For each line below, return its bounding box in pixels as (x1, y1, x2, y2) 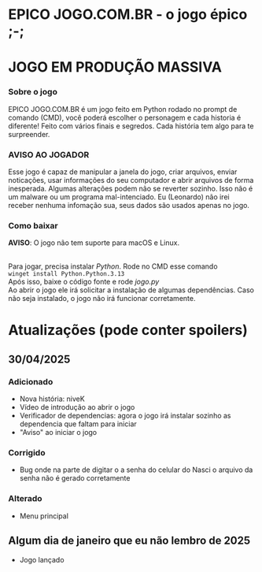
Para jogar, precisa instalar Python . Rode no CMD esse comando (8, 262, 218, 271)
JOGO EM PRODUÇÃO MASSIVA (8, 58, 223, 76)
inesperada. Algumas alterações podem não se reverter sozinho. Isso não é (8, 184, 253, 193)
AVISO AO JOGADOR (8, 149, 90, 160)
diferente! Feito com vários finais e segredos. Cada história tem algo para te (8, 121, 254, 131)
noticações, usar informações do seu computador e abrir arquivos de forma (8, 175, 254, 184)
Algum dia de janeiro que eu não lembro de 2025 (8, 534, 251, 548)
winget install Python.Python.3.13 (8, 270, 125, 278)
